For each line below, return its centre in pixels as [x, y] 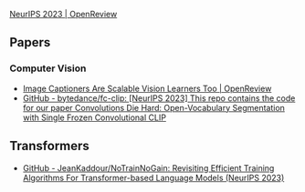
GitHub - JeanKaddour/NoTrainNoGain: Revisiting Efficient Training [148, 167]
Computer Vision [48, 68]
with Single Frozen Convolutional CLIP [95, 117]
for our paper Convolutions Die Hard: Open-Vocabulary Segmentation [154, 107]
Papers [30, 42]
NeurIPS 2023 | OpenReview [63, 14]
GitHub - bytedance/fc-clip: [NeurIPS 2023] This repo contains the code [159, 98]
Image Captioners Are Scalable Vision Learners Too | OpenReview [147, 88]
